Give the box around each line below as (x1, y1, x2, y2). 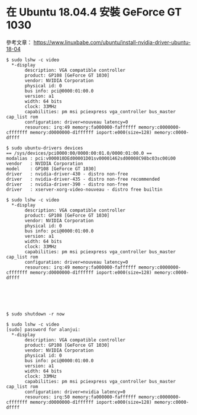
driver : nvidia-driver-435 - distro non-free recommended (6, 176, 160, 182)
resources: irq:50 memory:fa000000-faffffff (24, 394, 136, 400)
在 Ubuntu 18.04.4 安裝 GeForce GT (6, 5, 182, 19)
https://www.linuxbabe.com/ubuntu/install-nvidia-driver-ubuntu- (33, 39, 191, 46)
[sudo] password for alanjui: (6, 327, 81, 333)
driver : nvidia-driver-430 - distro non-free (6, 171, 128, 177)
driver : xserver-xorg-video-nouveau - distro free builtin (6, 186, 163, 193)
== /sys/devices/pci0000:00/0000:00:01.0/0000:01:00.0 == (6, 150, 152, 156)
